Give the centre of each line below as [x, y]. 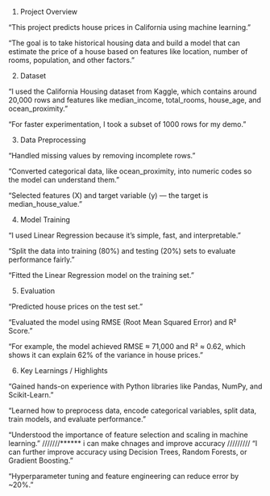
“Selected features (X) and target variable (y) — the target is [108, 195]
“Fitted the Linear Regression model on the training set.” [102, 275]
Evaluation [37, 291]
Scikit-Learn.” [31, 395]
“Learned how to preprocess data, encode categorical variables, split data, [133, 410]
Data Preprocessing [53, 140]
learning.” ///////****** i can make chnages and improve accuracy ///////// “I [133, 443]
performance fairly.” [42, 259]
